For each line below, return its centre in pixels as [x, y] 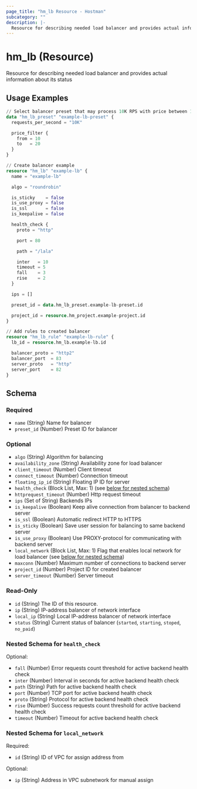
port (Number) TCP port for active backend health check [83, 693]
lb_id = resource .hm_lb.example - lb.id [59, 343]
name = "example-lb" [36, 176]
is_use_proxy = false [38, 203]
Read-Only [22, 591]
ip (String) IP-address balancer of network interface [77, 610]
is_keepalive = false [38, 214]
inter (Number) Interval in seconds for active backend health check [97, 680]
